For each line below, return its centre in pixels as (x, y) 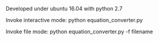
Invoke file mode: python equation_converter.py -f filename (79, 31)
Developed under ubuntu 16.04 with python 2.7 (64, 9)
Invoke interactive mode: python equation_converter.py (74, 20)
